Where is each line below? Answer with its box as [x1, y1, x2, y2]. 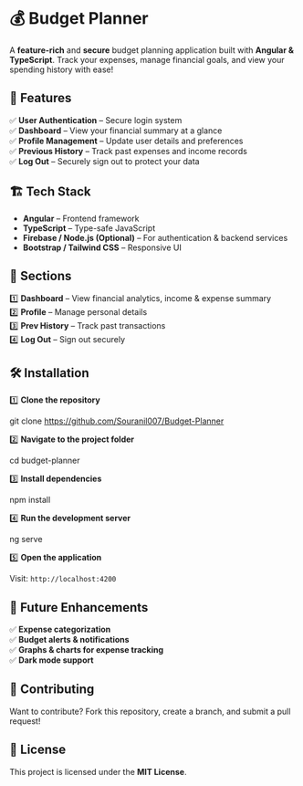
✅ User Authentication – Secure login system [9, 114, 183, 125]
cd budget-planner [9, 455, 80, 466]
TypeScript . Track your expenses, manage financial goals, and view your [9, 54, 285, 65]
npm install [9, 495, 51, 506]
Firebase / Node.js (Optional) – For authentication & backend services [22, 232, 288, 243]
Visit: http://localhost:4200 [9, 573, 117, 584]
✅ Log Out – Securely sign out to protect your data [9, 155, 200, 166]
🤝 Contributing [9, 682, 95, 697]
